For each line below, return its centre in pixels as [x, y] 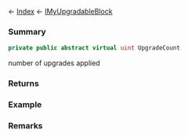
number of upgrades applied [54, 63]
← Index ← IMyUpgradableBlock [60, 11]
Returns [23, 83]
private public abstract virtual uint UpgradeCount [94, 48]
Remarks [25, 125]
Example [25, 105]
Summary [27, 31]
